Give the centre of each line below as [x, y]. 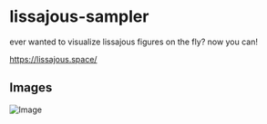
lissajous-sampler [79, 17]
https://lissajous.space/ [53, 59]
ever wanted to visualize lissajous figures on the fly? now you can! [133, 42]
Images [31, 88]
